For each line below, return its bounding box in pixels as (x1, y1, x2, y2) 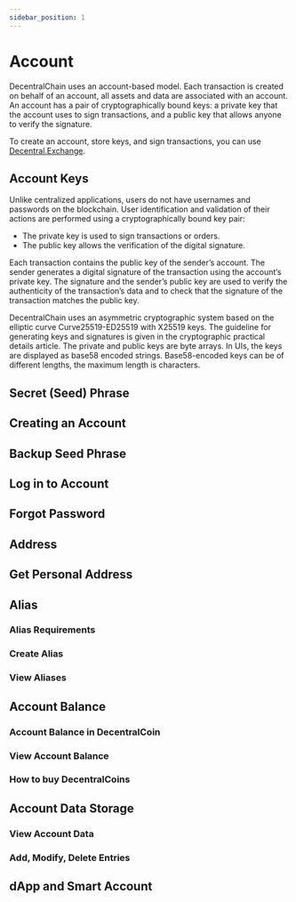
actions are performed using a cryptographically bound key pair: (9, 213, 246, 224)
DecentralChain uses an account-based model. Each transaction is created (9, 81, 284, 92)
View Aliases (9, 672, 67, 684)
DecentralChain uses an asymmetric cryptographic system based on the (9, 312, 275, 323)
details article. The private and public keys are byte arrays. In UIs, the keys (9, 341, 283, 351)
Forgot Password (9, 506, 106, 521)
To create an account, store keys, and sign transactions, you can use (9, 135, 261, 147)
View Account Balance (9, 749, 109, 761)
